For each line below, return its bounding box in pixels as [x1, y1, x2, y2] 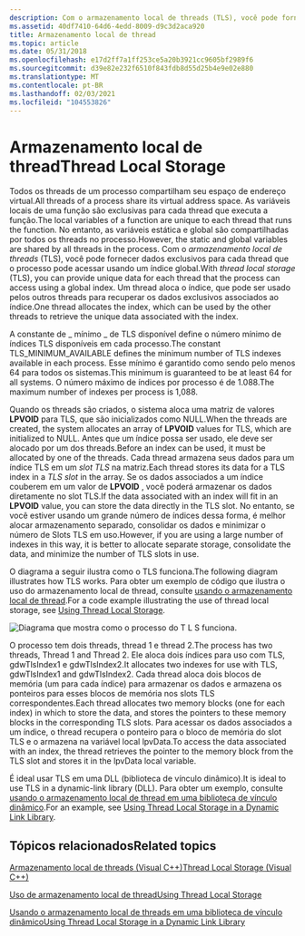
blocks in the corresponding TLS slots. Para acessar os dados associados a [9, 717, 292, 728]
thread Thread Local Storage [9, 156, 227, 177]
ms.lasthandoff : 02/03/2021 [9, 89, 116, 98]
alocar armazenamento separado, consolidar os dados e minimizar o [9, 520, 266, 531]
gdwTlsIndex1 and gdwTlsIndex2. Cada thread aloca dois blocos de [9, 668, 261, 680]
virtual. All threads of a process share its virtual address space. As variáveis [9, 196, 290, 207]
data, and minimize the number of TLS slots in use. [9, 549, 200, 560]
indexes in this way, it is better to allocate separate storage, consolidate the [9, 539, 291, 550]
